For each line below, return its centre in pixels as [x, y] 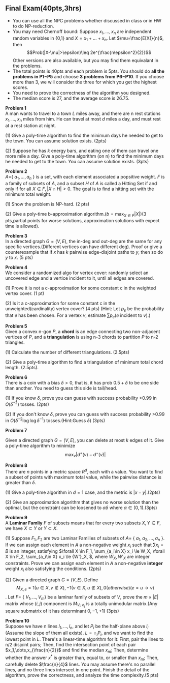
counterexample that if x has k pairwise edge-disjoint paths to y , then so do [84, 252]
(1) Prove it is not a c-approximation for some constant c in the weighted [81, 288]
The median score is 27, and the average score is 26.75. [71, 98]
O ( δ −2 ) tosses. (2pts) [27, 404]
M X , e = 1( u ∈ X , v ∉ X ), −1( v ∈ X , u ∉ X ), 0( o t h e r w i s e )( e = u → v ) [85, 588]
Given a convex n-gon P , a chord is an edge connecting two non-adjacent [83, 332]
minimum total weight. [28, 194]
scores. [21, 87]
